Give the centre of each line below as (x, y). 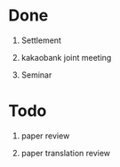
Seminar (36, 75)
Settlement (41, 40)
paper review (45, 136)
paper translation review (66, 153)
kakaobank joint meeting (66, 57)
